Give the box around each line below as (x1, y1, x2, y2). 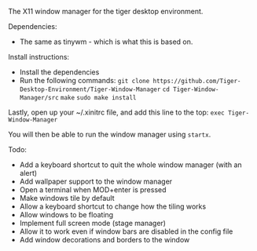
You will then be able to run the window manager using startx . (8, 129, 211, 139)
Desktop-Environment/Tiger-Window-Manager (19, 85, 161, 93)
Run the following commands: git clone (19, 76, 150, 85)
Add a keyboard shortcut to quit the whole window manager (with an (19, 160, 242, 169)
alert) (19, 169, 38, 177)
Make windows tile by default (19, 194, 115, 202)
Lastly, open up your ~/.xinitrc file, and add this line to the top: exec (8, 107, 226, 117)
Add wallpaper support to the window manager (19, 176, 173, 186)
